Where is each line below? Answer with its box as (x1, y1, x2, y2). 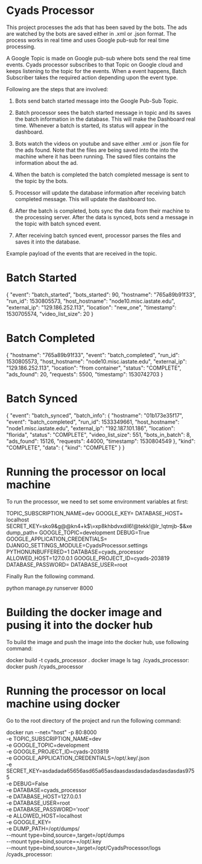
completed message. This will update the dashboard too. (14, 195, 157, 202)
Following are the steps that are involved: (6, 85, 109, 92)
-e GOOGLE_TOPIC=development (6, 741, 90, 749)
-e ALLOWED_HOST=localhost (6, 812, 83, 819)
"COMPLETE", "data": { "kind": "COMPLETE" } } (6, 443, 125, 451)
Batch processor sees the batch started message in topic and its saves (14, 109, 191, 116)
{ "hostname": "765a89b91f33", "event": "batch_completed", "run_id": (6, 351, 180, 358)
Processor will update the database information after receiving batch (14, 189, 186, 196)
